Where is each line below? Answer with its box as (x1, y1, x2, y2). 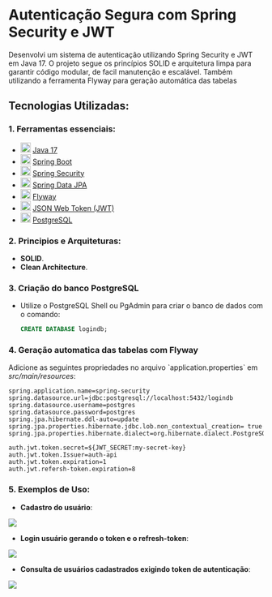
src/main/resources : (8, 372, 76, 381)
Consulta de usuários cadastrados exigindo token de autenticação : (19, 564, 251, 573)
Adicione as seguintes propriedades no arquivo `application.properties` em (8, 363, 258, 372)
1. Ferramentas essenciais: (8, 123, 116, 135)
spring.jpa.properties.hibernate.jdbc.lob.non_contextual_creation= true (8, 423, 263, 431)
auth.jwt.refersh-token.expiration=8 (8, 465, 136, 474)
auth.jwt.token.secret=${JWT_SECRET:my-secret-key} (8, 444, 186, 452)
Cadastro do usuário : (19, 502, 93, 512)
